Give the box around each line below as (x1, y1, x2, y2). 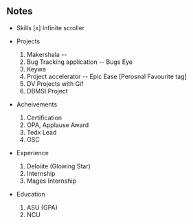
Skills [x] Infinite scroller (16, 23, 85, 32)
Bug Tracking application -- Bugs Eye (26, 58, 133, 66)
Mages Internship (26, 177, 77, 185)
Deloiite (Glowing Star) (26, 161, 91, 170)
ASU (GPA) (26, 203, 58, 212)
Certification (26, 113, 63, 122)
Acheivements (16, 100, 58, 109)
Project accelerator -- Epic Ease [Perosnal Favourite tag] (26, 72, 187, 80)
